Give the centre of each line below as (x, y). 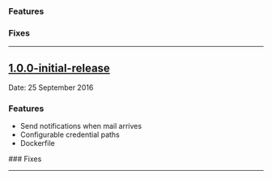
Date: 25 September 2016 (51, 87)
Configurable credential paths (70, 134)
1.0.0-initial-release (59, 68)
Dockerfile (37, 143)
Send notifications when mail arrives (81, 126)
